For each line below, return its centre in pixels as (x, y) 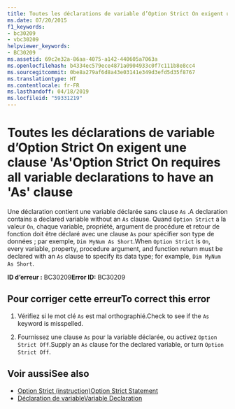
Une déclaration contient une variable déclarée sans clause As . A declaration (117, 211)
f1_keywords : (26, 27)
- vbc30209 (23, 40)
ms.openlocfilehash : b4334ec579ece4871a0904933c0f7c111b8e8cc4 (101, 66)
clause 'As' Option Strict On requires (114, 163)
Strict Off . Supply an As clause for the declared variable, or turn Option (121, 344)
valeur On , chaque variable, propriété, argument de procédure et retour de (114, 226)
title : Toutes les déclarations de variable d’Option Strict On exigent (115, 14)
